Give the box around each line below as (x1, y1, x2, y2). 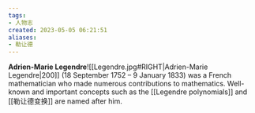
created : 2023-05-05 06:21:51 (8, 26, 108, 34)
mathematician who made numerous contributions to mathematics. (8, 79, 226, 89)
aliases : (8, 33, 37, 42)
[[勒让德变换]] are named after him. (8, 97, 122, 106)
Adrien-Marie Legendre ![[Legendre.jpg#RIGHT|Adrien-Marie (8, 62, 208, 71)
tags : (8, 11, 26, 20)
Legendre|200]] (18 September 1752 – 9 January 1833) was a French (8, 71, 231, 80)
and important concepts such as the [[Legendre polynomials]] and (31, 87, 248, 97)
